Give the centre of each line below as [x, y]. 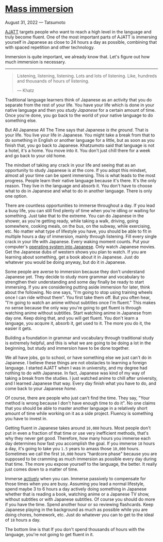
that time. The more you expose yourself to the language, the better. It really [81, 464]
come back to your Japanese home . [41, 388]
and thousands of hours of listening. [53, 81]
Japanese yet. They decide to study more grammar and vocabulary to [75, 277]
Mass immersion [39, 9]
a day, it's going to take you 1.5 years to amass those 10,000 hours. [72, 448]
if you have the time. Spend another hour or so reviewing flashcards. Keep [79, 504]
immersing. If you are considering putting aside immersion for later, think [78, 287]
